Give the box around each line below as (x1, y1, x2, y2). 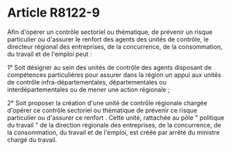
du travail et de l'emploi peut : (7, 50, 92, 58)
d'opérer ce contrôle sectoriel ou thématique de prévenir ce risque (7, 106, 198, 114)
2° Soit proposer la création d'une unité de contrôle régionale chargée (7, 98, 207, 107)
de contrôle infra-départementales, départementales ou (7, 78, 166, 86)
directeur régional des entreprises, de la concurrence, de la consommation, (7, 42, 223, 51)
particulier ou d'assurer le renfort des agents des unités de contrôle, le (7, 35, 209, 43)
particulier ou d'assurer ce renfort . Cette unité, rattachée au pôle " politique (7, 113, 225, 122)
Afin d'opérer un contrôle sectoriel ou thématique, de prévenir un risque (7, 28, 213, 36)
